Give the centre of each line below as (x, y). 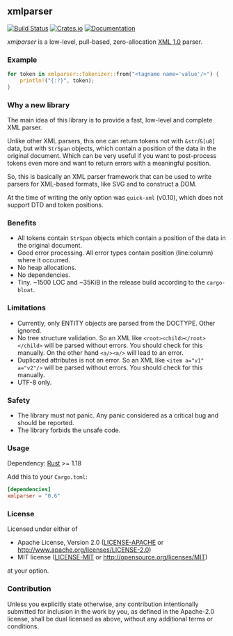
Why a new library (39, 105)
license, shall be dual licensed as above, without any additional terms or (110, 619)
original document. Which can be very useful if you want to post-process (112, 156)
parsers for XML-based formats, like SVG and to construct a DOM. (102, 184)
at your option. (28, 571)
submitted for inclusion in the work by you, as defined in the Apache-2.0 (111, 611)
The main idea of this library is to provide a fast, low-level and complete (110, 120)
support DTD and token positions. (56, 205)
